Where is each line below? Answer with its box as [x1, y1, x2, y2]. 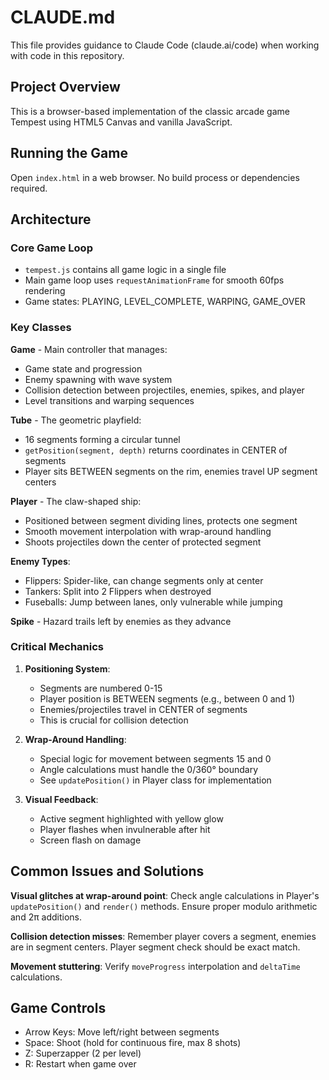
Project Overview [10, 79, 121, 96]
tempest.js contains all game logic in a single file [24, 264, 227, 276]
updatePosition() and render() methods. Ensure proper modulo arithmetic [10, 900, 318, 912]
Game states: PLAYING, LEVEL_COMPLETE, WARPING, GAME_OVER [24, 296, 306, 308]
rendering [24, 285, 66, 297]
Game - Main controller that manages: [10, 343, 168, 355]
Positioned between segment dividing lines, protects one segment [24, 514, 298, 526]
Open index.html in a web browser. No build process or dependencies [10, 171, 300, 183]
